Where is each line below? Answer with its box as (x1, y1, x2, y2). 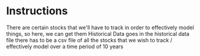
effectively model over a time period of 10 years (6, 43, 124, 50)
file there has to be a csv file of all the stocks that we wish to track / (6, 36, 173, 43)
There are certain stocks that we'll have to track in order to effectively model (6, 24, 194, 31)
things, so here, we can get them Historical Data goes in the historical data (6, 30, 190, 37)
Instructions (6, 4, 68, 18)
